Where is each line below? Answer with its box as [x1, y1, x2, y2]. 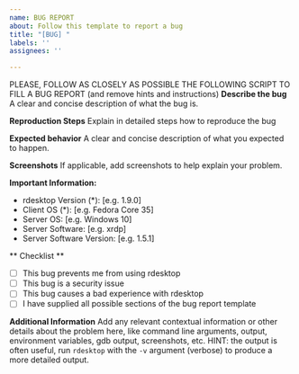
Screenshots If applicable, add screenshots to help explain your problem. [9, 160, 283, 171]
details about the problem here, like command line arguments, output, [9, 325, 267, 337]
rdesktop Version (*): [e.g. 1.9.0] [22, 195, 142, 206]
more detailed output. [9, 354, 90, 365]
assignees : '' [9, 47, 63, 56]
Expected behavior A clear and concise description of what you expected [9, 133, 285, 144]
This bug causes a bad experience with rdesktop [22, 289, 204, 299]
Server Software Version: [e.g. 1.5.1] [22, 233, 155, 244]
